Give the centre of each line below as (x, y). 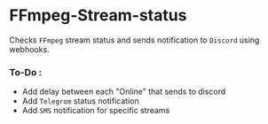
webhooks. (30, 49)
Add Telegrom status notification (80, 101)
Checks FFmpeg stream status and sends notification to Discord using (134, 40)
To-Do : (26, 72)
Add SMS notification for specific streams (96, 111)
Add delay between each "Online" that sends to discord (124, 92)
